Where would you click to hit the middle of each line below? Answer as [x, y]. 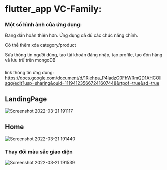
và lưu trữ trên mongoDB [30, 60]
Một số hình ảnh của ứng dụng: [44, 25]
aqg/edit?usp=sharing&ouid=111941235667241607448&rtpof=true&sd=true [82, 83]
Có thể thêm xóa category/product [41, 45]
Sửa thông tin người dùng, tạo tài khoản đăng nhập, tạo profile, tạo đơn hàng [84, 55]
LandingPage [26, 99]
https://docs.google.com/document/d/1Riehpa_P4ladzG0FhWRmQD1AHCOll [83, 78]
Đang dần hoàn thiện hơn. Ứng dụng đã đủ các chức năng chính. [72, 35]
